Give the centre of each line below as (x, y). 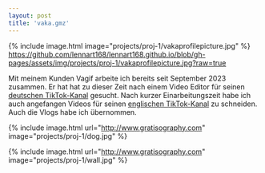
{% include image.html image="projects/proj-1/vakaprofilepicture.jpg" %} (129, 45)
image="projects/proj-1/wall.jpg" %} (68, 159)
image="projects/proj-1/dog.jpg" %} (68, 136)
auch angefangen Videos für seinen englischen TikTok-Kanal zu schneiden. (133, 104)
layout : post (30, 16)
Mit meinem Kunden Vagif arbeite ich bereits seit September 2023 (117, 78)
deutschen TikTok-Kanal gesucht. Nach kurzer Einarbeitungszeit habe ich (130, 95)
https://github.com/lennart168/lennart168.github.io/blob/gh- (107, 54)
